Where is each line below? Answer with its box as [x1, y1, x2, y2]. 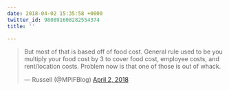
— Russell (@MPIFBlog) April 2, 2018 [23, 76, 129, 84]
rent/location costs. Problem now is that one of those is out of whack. [23, 63, 221, 71]
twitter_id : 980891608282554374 [7, 16, 100, 23]
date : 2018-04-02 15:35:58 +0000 [7, 10, 103, 17]
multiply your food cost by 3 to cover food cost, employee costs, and [23, 55, 220, 63]
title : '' [7, 23, 36, 30]
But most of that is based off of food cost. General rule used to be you [23, 47, 223, 56]
